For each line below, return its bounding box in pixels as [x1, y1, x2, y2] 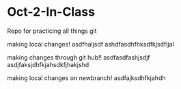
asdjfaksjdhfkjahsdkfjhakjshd [7, 60, 89, 68]
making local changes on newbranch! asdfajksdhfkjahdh [7, 73, 166, 82]
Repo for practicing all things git [7, 27, 97, 35]
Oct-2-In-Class [7, 4, 96, 20]
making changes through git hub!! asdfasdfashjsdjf [7, 53, 150, 62]
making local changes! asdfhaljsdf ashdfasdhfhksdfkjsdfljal [7, 40, 174, 48]
